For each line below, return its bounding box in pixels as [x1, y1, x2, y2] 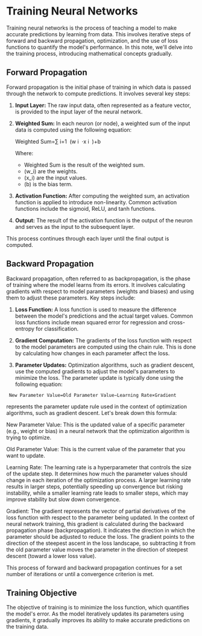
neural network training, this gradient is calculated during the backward [6, 520, 184, 527]
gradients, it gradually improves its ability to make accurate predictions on [6, 617, 190, 624]
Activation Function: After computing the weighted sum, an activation [14, 192, 190, 199]
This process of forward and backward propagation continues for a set [6, 564, 183, 571]
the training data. [6, 623, 49, 631]
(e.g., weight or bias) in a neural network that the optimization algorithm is [6, 427, 190, 434]
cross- [168, 318, 186, 326]
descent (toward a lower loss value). [6, 552, 96, 559]
